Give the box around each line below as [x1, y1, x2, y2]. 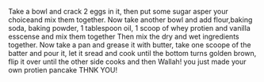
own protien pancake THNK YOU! [8, 65, 117, 74]
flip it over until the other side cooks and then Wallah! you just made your [8, 57, 247, 66]
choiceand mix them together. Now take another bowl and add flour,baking [8, 15, 253, 24]
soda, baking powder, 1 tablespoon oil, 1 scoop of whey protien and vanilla [8, 24, 251, 32]
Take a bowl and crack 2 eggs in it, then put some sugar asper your [8, 7, 228, 16]
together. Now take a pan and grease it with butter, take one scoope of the [8, 40, 251, 50]
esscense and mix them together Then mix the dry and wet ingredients [8, 32, 239, 41]
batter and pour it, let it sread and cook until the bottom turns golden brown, [8, 49, 257, 58]
